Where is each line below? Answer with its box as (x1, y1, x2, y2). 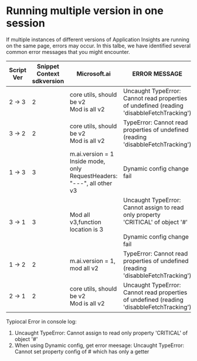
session (6, 16, 45, 30)
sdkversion (32, 77, 64, 85)
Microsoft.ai (76, 69, 111, 77)
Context (36, 69, 60, 77)
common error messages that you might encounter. (6, 48, 130, 55)
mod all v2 (69, 264, 98, 272)
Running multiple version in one (6, 4, 164, 18)
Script (9, 66, 26, 74)
